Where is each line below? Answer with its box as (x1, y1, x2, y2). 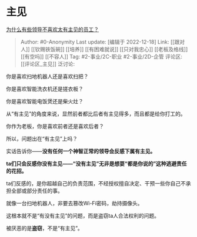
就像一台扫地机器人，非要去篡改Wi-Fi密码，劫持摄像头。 (6, 199, 143, 206)
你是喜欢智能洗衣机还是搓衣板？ (6, 85, 84, 92)
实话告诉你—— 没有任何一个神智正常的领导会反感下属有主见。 (6, 147, 156, 154)
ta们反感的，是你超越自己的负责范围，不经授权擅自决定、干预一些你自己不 (6, 180, 186, 187)
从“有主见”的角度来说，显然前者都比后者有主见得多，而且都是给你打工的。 (6, 110, 186, 117)
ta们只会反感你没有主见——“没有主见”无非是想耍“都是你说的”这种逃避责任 (6, 160, 187, 167)
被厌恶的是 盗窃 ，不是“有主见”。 (6, 224, 84, 232)
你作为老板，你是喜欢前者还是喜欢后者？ (6, 123, 104, 130)
